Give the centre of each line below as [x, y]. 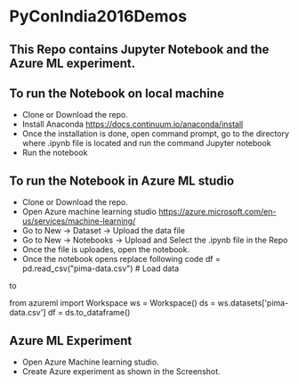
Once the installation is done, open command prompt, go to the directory [155, 134]
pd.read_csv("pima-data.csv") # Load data [101, 268]
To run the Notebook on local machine [117, 93]
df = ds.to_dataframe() [89, 313]
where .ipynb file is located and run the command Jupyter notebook [146, 143]
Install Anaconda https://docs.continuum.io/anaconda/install [133, 124]
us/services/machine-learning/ [79, 221]
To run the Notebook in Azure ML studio [122, 180]
